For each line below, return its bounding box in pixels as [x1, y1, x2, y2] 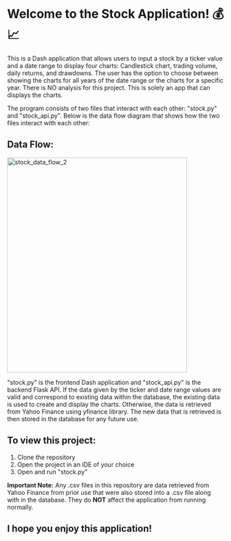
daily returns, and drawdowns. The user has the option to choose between [7, 69, 219, 77]
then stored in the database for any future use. [7, 414, 140, 423]
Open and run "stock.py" [16, 467, 88, 476]
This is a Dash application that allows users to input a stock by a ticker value [7, 54, 223, 63]
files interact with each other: [7, 118, 91, 127]
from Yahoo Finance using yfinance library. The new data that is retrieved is [7, 407, 221, 416]
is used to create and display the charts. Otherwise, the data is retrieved [7, 400, 212, 408]
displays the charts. [7, 91, 63, 99]
